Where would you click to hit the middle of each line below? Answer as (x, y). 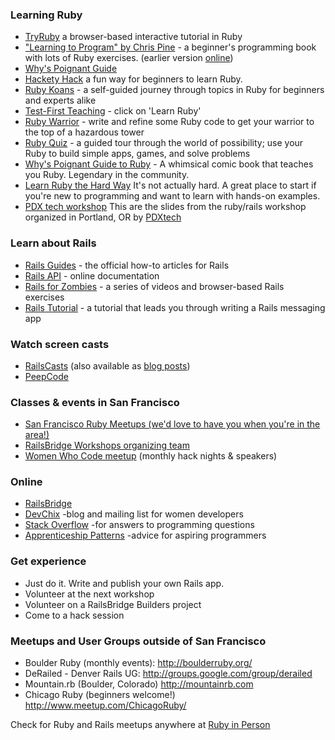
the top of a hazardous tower (84, 132)
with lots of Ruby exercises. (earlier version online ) (129, 58)
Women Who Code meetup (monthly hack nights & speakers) (151, 456)
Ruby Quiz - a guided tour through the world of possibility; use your (164, 143)
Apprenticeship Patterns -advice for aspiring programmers (145, 535)
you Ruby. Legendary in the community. (107, 175)
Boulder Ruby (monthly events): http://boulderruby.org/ (138, 663)
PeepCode (46, 376)
